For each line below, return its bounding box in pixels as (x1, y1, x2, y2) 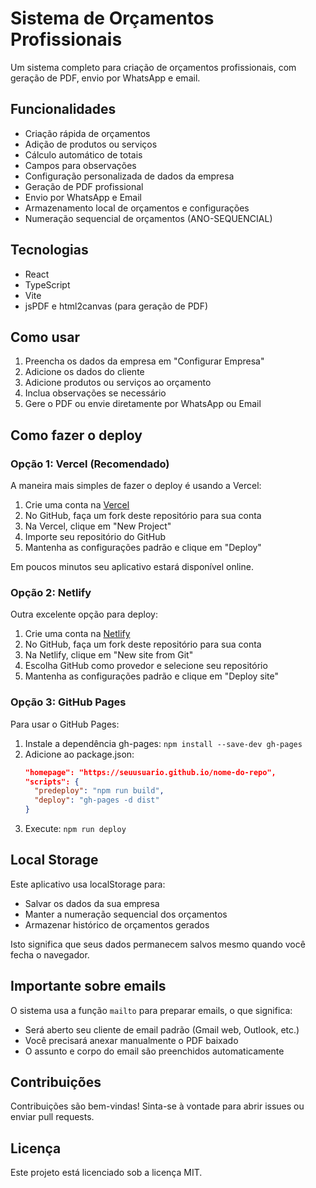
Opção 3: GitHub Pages (10, 695, 127, 709)
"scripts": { (24, 777, 80, 787)
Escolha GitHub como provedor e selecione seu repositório (24, 660, 268, 672)
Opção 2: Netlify (10, 585, 92, 599)
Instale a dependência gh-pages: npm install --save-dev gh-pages (24, 737, 303, 749)
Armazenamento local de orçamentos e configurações (24, 202, 250, 214)
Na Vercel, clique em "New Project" (24, 520, 172, 532)
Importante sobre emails (10, 978, 167, 995)
